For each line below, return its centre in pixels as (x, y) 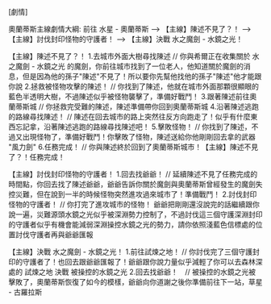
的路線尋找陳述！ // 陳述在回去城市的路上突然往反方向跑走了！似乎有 (122, 117)
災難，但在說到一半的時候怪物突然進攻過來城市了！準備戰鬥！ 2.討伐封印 (136, 194)
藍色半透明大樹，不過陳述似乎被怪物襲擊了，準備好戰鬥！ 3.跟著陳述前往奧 (133, 96)
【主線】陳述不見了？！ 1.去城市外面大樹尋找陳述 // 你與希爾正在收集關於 (129, 56)
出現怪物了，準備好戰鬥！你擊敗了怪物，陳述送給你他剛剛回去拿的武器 (139, 137)
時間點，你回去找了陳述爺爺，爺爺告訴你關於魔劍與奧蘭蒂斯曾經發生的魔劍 (132, 184)
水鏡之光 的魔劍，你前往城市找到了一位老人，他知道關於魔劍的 (140, 66)
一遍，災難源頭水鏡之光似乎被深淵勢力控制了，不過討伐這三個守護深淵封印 (139, 214)
